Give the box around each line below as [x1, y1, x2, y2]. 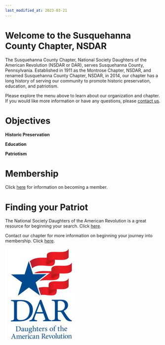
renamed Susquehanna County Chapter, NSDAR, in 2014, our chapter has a [5, 72, 158, 79]
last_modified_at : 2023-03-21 [5, 8, 68, 13]
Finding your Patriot [5, 202, 88, 213]
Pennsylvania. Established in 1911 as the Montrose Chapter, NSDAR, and [5, 67, 152, 73]
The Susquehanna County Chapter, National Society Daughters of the [5, 57, 147, 63]
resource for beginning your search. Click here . [5, 223, 101, 229]
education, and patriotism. [5, 83, 59, 89]
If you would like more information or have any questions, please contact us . [5, 98, 161, 104]
